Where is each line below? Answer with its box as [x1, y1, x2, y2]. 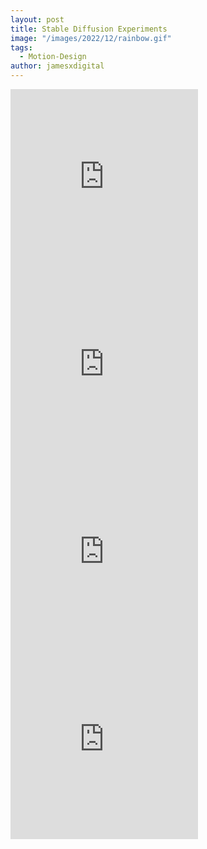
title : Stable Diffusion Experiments [10, 24, 168, 34]
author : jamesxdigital [10, 61, 105, 71]
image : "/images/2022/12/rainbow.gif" [10, 33, 172, 43]
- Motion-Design [19, 52, 87, 62]
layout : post [10, 14, 65, 25]
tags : [10, 42, 33, 53]
